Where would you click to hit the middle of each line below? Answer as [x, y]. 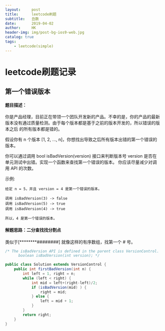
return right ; [37, 315]
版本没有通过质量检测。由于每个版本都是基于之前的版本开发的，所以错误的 [80, 123]
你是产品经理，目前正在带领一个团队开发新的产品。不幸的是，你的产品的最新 [82, 117]
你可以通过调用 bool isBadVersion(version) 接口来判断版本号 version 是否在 [81, 156]
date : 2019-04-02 [29, 23]
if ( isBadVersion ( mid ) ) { [59, 287]
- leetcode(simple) [34, 46]
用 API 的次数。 [21, 168]
